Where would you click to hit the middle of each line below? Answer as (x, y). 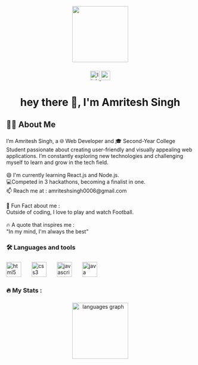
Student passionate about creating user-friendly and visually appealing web (99, 150)
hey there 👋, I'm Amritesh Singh (100, 103)
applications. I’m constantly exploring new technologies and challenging (95, 156)
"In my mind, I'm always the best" (47, 232)
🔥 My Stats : (24, 291)
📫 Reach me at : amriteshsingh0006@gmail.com (66, 191)
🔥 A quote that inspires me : (40, 225)
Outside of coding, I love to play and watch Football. (70, 212)
